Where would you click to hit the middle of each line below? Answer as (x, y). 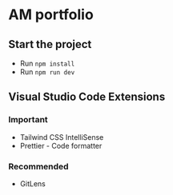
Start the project (50, 44)
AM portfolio (51, 15)
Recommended (39, 166)
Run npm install (47, 63)
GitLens (32, 183)
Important (28, 120)
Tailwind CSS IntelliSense (62, 137)
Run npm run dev (47, 72)
